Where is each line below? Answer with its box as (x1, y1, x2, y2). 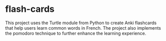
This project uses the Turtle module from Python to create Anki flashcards (5, 20, 157, 26)
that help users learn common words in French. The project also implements (5, 25, 162, 31)
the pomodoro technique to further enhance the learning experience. (5, 30, 147, 36)
